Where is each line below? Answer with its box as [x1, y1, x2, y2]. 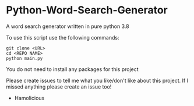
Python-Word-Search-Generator [6, 3, 168, 17]
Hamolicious [14, 94, 45, 101]
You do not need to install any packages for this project [6, 65, 139, 73]
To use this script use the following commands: [6, 34, 119, 41]
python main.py [6, 55, 43, 61]
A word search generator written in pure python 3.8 [6, 23, 129, 30]
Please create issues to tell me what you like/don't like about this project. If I [6, 77, 188, 84]
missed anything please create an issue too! [6, 83, 112, 90]
